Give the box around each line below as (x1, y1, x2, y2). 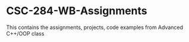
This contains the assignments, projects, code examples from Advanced (6, 24, 183, 31)
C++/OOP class (6, 30, 45, 37)
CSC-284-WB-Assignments (6, 4, 147, 18)
